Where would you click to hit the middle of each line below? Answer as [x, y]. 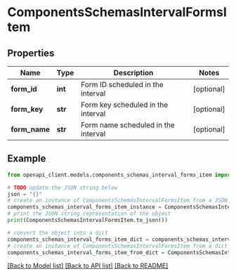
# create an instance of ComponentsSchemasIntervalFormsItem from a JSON [118, 201]
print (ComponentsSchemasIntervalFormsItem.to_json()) [88, 221]
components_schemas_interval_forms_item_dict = [78, 239]
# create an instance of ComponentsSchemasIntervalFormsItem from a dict [118, 246]
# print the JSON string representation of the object [89, 214]
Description [133, 73]
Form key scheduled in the [124, 105]
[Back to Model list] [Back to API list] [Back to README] [88, 266]
